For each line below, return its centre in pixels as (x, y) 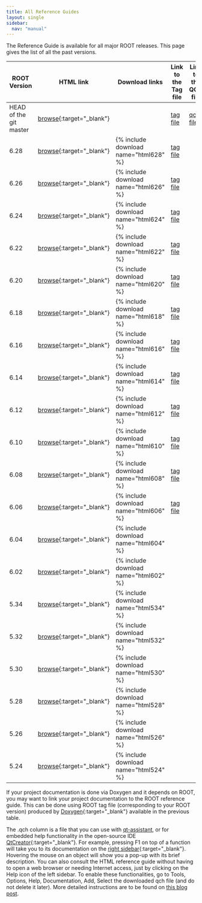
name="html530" (140, 673)
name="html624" (140, 219)
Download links (140, 82)
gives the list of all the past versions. (52, 52)
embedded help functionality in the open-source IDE (71, 836)
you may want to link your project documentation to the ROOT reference (96, 799)
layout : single (25, 17)
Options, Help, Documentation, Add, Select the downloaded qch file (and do (100, 881)
